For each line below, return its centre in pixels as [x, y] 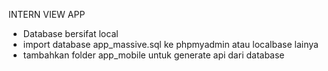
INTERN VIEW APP [47, 14]
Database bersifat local [70, 33]
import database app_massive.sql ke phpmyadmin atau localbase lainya [170, 44]
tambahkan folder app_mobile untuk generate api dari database [153, 55]
